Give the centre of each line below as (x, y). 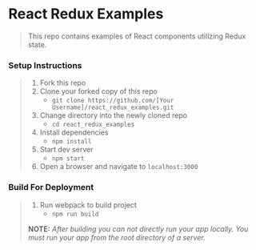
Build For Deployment (51, 187)
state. (37, 44)
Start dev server (66, 150)
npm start (68, 159)
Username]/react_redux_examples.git (113, 108)
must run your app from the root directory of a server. (116, 237)
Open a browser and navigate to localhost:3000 (119, 167)
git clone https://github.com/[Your (113, 101)
